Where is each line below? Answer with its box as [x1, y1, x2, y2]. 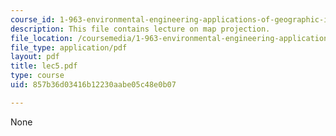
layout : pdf [10, 52, 60, 62]
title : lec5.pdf [10, 61, 78, 71]
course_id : [10, 14, 56, 25]
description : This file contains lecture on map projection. [10, 24, 271, 34]
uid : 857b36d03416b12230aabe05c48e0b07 [10, 80, 177, 90]
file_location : [10, 33, 74, 43]
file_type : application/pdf [10, 42, 128, 53]
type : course [10, 71, 65, 81]
